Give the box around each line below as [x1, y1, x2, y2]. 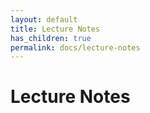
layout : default [10, 14, 78, 25]
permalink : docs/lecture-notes [10, 42, 141, 53]
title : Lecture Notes [10, 24, 101, 34]
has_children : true [10, 33, 92, 43]
